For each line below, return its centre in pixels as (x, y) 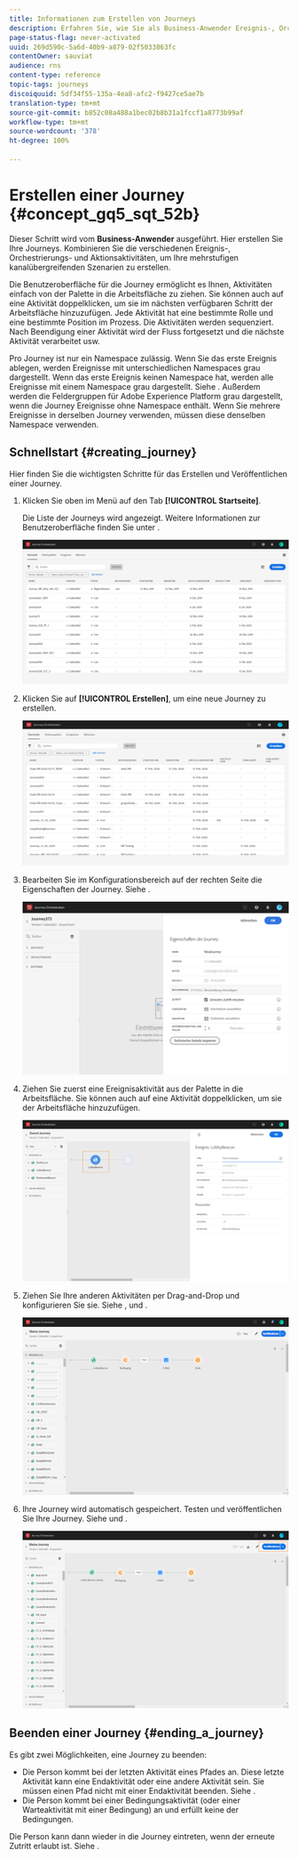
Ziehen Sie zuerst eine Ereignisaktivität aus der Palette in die (133, 1089)
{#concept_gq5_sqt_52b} (105, 214)
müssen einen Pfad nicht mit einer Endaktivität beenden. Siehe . (138, 1790)
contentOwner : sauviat (51, 56)
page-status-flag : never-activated (75, 37)
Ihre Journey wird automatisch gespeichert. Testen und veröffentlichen (152, 1509)
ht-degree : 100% (39, 141)
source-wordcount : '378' (55, 132)
